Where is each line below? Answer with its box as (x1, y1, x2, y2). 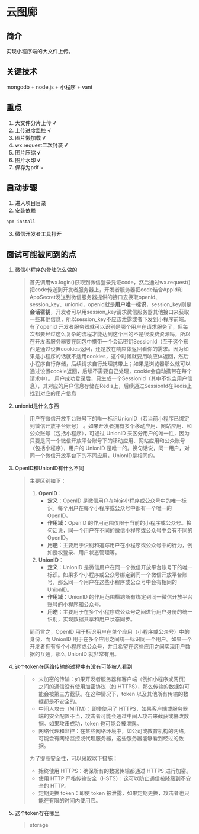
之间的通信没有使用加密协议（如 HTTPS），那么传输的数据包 (38, 683, 185, 690)
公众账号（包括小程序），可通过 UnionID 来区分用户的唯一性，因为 (29, 430, 190, 437)
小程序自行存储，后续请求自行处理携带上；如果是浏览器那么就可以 (29, 360, 191, 367)
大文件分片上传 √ (14, 119, 56, 126)
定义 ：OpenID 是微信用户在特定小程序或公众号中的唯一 (47, 497, 182, 504)
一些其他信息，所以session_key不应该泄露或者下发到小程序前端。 (29, 316, 190, 323)
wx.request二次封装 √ (14, 142, 68, 149)
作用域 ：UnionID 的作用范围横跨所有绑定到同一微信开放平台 (47, 594, 193, 601)
